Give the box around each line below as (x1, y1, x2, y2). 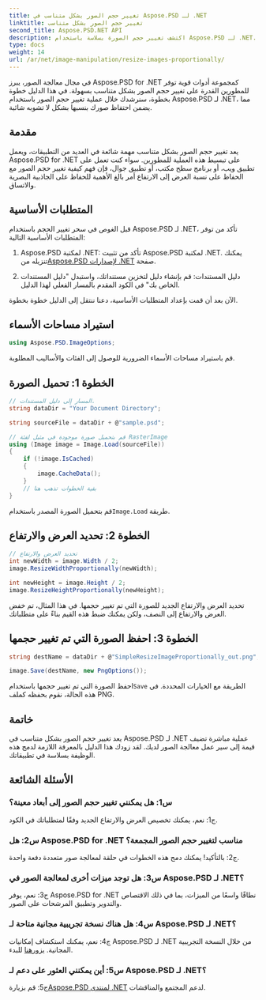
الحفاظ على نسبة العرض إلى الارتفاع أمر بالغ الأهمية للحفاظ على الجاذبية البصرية (9, 172, 244, 181)
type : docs (9, 41, 45, 49)
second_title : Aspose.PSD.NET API (9, 26, 123, 34)
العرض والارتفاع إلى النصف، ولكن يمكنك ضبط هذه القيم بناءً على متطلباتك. (9, 609, 227, 618)
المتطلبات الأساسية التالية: (9, 232, 86, 242)
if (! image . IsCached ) (23, 455, 94, 463)
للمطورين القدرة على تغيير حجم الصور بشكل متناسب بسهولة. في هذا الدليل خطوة (9, 85, 249, 95)
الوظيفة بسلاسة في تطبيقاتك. (9, 750, 96, 760)
